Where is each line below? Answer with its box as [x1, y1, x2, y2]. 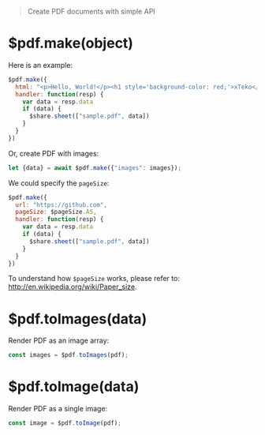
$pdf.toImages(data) [8, 309, 147, 328]
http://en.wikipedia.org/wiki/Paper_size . [8, 282, 137, 291]
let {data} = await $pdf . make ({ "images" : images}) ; [8, 163, 181, 172]
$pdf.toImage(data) [8, 378, 140, 396]
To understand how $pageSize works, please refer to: [8, 274, 180, 283]
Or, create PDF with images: [8, 148, 99, 158]
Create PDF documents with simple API [27, 7, 155, 16]
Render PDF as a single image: [8, 404, 108, 414]
